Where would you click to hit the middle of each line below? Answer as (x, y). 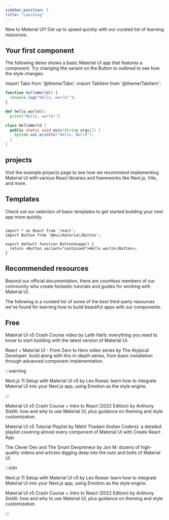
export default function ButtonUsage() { (50, 244)
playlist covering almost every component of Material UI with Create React (83, 432)
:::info (11, 468)
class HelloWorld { (26, 125)
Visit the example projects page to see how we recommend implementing (82, 172)
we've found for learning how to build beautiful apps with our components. (83, 307)
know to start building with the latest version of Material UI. (67, 340)
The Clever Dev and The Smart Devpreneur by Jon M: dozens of (73, 447)
